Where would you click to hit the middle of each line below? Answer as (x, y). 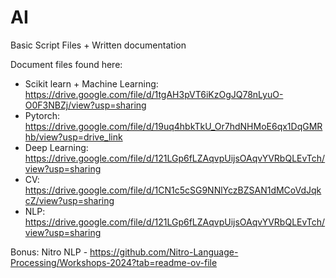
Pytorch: (42, 115)
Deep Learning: (56, 147)
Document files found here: (66, 64)
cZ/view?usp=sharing (69, 200)
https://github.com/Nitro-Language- (164, 252)
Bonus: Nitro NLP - (49, 252)
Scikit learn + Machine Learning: (91, 83)
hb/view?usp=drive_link (73, 137)
